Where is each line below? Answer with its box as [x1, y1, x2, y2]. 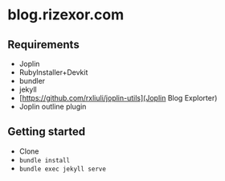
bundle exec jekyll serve [18, 165, 106, 173]
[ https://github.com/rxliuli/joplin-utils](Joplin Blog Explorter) [18, 93, 218, 102]
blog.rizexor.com [7, 6, 125, 24]
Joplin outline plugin [18, 102, 87, 111]
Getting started [7, 125, 86, 138]
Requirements [7, 38, 80, 51]
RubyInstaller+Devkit [18, 68, 88, 77]
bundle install [18, 156, 71, 164]
